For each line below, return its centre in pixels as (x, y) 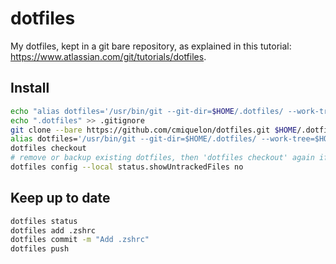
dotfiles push (40, 249)
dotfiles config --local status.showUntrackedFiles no (127, 167)
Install (30, 88)
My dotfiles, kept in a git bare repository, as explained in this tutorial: (151, 46)
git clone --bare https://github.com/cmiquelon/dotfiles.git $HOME (154, 130)
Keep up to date (60, 198)
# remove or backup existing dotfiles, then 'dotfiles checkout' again (162, 158)
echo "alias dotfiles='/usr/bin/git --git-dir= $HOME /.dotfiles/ (147, 111)
